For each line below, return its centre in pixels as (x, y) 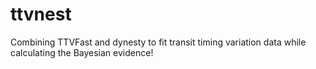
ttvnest (41, 14)
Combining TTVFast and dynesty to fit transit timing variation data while (158, 42)
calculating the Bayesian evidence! (82, 52)
